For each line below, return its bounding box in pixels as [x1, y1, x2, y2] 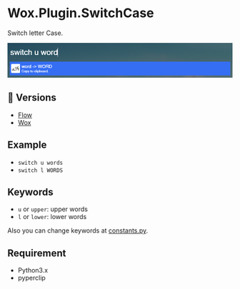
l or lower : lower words [17, 213, 87, 221]
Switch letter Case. [7, 29, 64, 37]
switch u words [17, 159, 64, 166]
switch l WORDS [17, 166, 64, 174]
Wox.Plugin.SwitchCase [7, 5, 155, 21]
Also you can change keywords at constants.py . [7, 226, 149, 235]
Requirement [7, 247, 66, 259]
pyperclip [17, 273, 46, 283]
